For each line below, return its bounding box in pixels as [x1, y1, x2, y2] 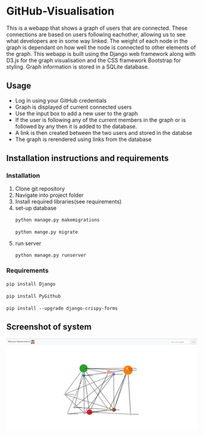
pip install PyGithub [6, 293, 61, 299]
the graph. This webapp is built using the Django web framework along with [6, 50, 196, 57]
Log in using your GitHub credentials [15, 97, 107, 104]
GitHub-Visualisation [6, 4, 115, 18]
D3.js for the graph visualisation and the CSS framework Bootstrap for [6, 57, 181, 64]
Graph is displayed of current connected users [15, 103, 132, 111]
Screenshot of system [6, 322, 92, 332]
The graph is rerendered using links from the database [15, 135, 152, 143]
